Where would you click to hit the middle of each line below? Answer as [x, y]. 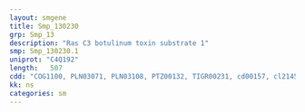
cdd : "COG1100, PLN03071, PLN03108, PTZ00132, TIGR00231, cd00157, [140, 77]
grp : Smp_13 [32, 34]
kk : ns [22, 85]
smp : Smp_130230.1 [44, 51]
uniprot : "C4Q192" [44, 60]
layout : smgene [38, 18]
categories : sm [38, 93]
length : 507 [36, 69]
